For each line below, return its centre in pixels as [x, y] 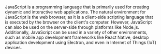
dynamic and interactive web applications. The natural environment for [75, 12]
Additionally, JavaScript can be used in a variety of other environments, [76, 32]
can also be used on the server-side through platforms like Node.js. [72, 27]
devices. [14, 48]
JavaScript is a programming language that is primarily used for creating [77, 7]
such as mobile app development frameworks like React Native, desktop [77, 37]
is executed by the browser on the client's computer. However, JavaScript [79, 22]
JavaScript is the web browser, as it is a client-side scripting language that [79, 17]
